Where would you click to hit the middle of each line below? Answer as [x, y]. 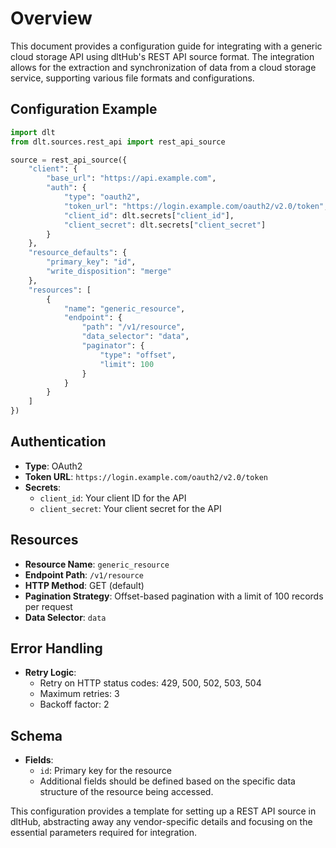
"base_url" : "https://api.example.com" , [131, 178]
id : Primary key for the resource [105, 771]
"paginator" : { [113, 346]
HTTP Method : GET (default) [84, 585]
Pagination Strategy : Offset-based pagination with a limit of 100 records [174, 596]
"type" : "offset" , [138, 355]
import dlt [33, 132]
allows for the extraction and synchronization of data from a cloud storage [163, 67]
